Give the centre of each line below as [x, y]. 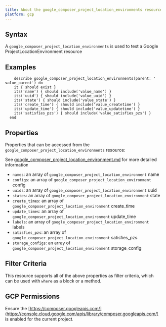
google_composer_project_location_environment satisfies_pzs [75, 237]
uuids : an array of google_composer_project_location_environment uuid [84, 190]
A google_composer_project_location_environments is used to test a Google [82, 46]
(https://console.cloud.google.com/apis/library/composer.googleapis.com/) [82, 314]
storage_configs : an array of [41, 243]
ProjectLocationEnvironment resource [44, 52]
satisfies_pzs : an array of [39, 232]
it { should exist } [35, 87]
